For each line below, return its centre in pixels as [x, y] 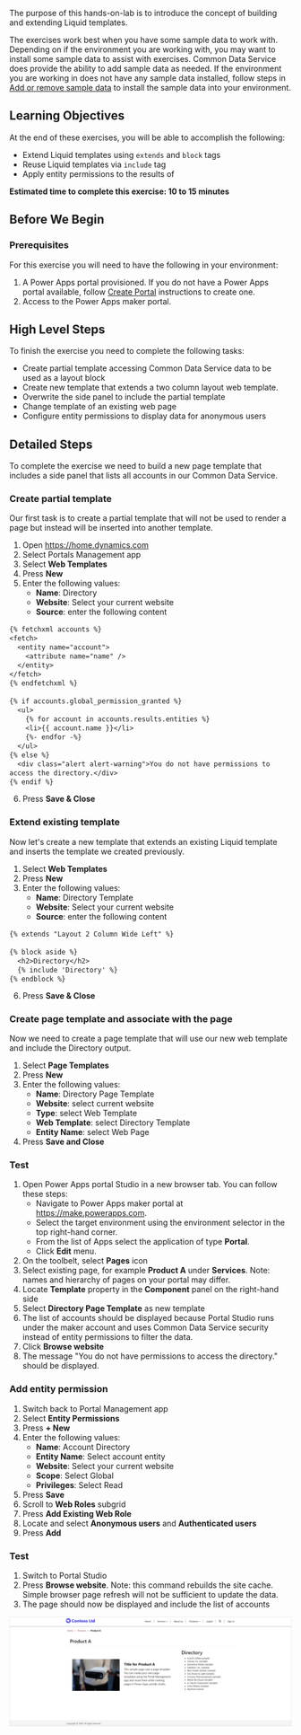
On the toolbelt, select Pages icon [85, 1261]
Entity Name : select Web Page [92, 1132]
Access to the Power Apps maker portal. [97, 301]
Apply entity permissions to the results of [98, 173]
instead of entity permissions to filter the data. [107, 1337]
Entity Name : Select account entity [100, 1456]
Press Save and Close [63, 1142]
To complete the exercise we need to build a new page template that [136, 466]
